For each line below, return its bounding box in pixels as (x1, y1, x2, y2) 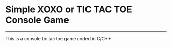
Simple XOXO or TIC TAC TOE (5, 4, 132, 15)
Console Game (5, 14, 69, 26)
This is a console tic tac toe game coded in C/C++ (5, 35, 111, 41)
